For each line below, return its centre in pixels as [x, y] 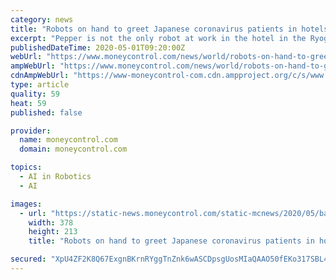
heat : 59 [28, 103]
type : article [40, 85]
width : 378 [51, 222]
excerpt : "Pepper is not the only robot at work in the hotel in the [158, 38]
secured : [28, 259]
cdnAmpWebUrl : [40, 76]
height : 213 [53, 232]
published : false [46, 112]
